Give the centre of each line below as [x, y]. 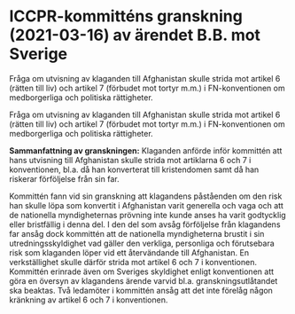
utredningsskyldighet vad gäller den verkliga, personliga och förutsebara [142, 243]
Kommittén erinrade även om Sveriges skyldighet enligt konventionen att [142, 271]
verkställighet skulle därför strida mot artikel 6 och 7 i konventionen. [133, 262]
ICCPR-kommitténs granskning [126, 16]
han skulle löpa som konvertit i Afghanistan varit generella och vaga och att [146, 205]
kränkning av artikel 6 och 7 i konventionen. [89, 300]
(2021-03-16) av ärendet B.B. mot [135, 35]
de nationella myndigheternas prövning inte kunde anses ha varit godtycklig [147, 215]
